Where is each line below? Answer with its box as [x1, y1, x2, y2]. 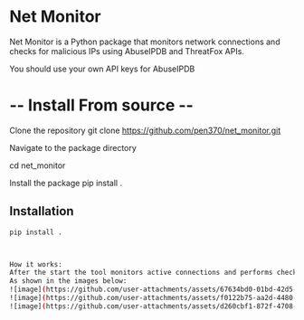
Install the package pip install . [9, 177, 123, 188]
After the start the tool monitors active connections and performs [9, 268, 273, 278]
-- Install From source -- [9, 95, 195, 116]
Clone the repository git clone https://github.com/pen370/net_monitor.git [9, 125, 281, 136]
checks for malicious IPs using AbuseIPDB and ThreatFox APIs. [9, 45, 244, 56]
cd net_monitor [9, 160, 66, 171]
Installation [9, 203, 74, 219]
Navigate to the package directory [9, 142, 138, 153]
